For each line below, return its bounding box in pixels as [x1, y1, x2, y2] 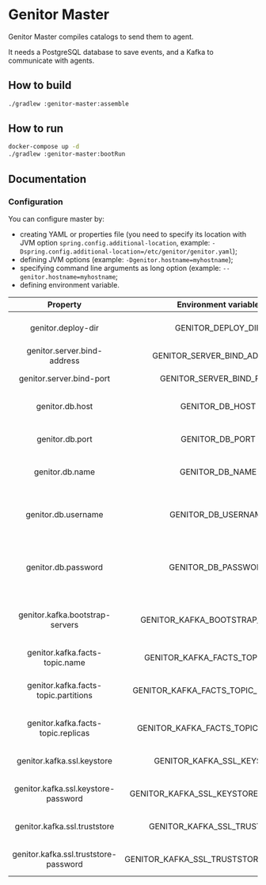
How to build [8, 79, 72, 92]
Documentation [8, 172, 87, 186]
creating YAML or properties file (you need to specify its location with [19, 229, 247, 239]
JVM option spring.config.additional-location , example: [19, 238, 211, 247]
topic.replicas [39, 727, 90, 738]
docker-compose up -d [8, 143, 80, 151]
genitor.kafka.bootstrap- [18, 609, 111, 620]
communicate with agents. [8, 56, 95, 65]
